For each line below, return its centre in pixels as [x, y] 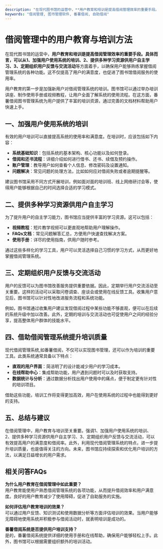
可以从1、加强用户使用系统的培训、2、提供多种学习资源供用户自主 [79, 60]
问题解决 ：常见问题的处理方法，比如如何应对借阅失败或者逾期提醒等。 [82, 171]
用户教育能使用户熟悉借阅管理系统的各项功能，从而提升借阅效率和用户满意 [79, 491]
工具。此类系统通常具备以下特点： [39, 356]
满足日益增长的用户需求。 [43, 455]
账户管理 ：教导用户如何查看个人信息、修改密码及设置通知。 [72, 165]
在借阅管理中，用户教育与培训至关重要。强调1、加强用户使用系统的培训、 [78, 430]
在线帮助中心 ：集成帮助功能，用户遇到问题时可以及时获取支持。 [76, 372]
